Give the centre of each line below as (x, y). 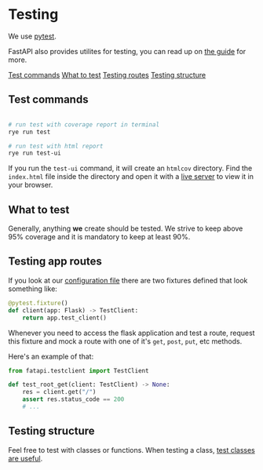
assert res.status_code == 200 (73, 399)
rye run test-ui (35, 153)
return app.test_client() (65, 318)
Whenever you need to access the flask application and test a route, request (131, 333)
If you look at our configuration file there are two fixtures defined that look (128, 280)
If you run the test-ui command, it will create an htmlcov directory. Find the (130, 168)
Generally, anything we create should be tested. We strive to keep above (126, 228)
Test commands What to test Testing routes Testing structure (107, 75)
